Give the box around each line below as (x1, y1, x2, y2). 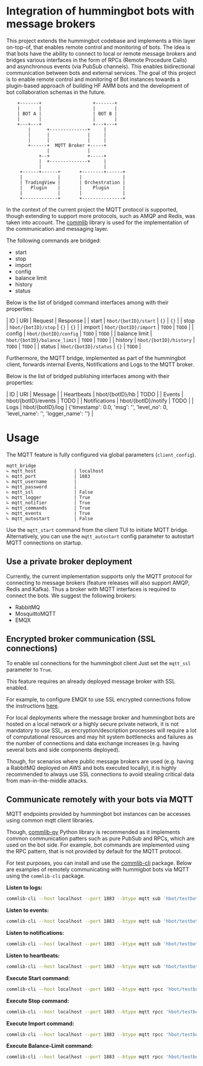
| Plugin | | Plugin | (19, 184, 126, 191)
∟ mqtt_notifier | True (6, 500, 91, 506)
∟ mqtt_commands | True (6, 505, 91, 511)
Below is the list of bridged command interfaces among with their (6, 299, 169, 306)
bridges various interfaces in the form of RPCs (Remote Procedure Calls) (6, 56, 187, 63)
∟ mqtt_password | (6, 483, 77, 490)
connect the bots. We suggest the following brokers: (6, 592, 137, 599)
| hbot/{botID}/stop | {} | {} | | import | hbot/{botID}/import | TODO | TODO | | (6, 323, 194, 331)
